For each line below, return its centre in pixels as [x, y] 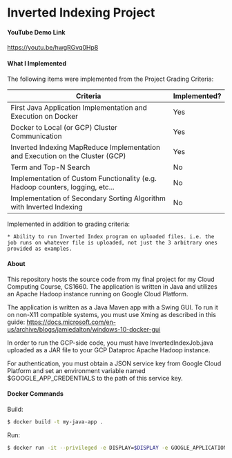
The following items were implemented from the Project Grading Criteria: [110, 79]
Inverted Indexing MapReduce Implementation [86, 147]
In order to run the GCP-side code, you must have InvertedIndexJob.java [110, 343]
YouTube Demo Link [36, 32]
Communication [36, 136]
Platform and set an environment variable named [76, 370]
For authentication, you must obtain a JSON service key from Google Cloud [114, 363]
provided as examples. [40, 249]
